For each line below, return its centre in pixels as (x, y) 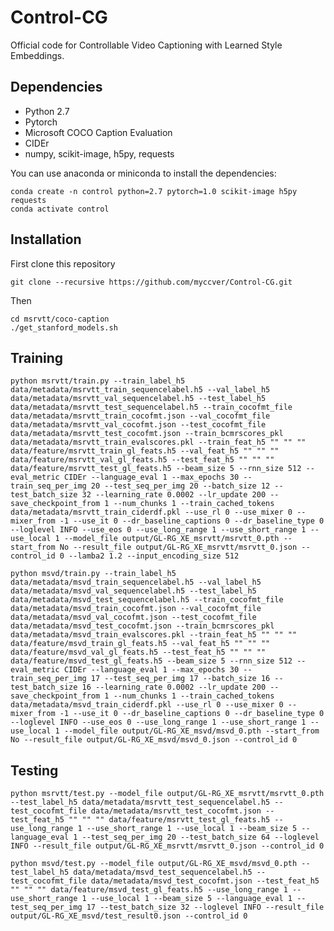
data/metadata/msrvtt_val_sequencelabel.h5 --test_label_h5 (138, 399)
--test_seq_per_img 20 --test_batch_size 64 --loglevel (200, 837)
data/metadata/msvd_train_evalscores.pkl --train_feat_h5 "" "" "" (154, 635)
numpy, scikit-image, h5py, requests (99, 153)
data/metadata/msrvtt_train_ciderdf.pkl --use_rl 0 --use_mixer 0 (151, 512)
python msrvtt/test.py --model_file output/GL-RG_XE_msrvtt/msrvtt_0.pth (167, 794)
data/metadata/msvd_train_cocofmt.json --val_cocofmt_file (136, 609)
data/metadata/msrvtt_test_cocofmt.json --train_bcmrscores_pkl (147, 434)
